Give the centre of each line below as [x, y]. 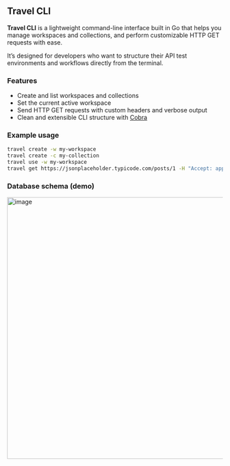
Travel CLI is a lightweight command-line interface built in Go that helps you [114, 27]
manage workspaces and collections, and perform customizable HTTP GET [113, 35]
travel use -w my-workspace [47, 162]
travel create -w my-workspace [52, 149]
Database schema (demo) [51, 186]
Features [22, 80]
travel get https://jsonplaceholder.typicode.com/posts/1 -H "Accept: [110, 169]
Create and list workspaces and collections [78, 96]
